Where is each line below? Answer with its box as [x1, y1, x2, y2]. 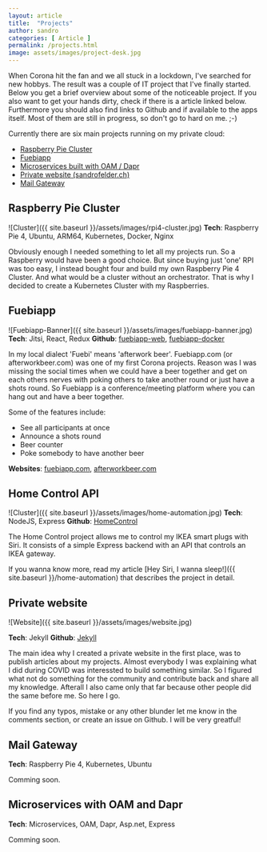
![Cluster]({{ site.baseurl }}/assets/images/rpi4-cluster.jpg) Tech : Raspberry [8, 222, 259, 232]
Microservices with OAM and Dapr [8, 798, 184, 812]
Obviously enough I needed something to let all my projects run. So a [8, 246, 236, 256]
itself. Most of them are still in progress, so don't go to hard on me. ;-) [8, 114, 237, 122]
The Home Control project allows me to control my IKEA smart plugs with [8, 532, 249, 542]
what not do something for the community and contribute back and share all [8, 674, 259, 684]
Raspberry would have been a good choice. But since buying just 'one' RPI [8, 255, 254, 265]
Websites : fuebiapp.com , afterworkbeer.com [8, 463, 157, 473]
